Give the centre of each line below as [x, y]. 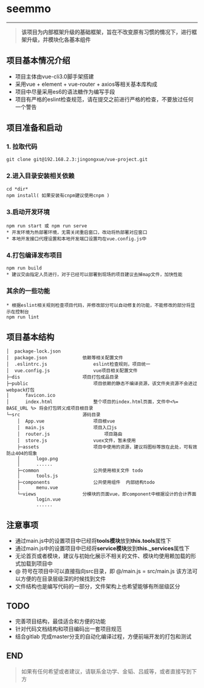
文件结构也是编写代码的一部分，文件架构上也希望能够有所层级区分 [97, 587]
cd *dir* [17, 189]
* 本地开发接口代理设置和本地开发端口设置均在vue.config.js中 [76, 239]
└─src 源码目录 [54, 415]
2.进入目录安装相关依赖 [40, 176]
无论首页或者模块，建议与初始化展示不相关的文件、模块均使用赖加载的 [103, 556]
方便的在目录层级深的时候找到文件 [63, 579]
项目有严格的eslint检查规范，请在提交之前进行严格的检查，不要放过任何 [104, 99]
